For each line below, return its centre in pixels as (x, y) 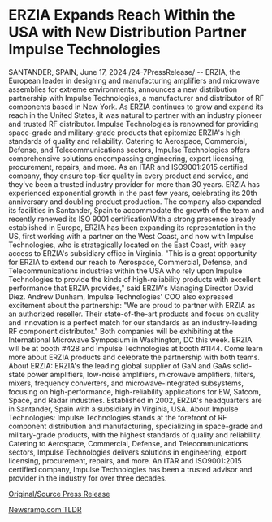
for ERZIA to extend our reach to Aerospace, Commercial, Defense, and (128, 262)
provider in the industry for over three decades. (88, 478)
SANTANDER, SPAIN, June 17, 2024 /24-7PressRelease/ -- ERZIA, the (125, 72)
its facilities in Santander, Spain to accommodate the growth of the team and (136, 210)
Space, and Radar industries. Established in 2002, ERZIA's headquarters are (135, 400)
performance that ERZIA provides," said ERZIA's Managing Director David (131, 288)
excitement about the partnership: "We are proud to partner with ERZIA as (132, 305)
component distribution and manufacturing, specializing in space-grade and (136, 426)
